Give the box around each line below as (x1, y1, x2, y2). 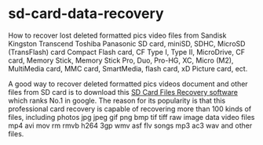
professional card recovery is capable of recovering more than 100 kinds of (8, 103, 252, 114)
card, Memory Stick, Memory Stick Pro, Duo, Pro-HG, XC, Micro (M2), (8, 56, 234, 65)
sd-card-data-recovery (8, 5, 164, 23)
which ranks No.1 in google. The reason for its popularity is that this (8, 96, 226, 105)
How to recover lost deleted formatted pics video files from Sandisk (8, 31, 227, 40)
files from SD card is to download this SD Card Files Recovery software (8, 87, 238, 96)
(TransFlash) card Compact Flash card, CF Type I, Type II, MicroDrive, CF (8, 47, 246, 56)
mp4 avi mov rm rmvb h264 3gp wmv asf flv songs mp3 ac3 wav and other (8, 121, 253, 130)
